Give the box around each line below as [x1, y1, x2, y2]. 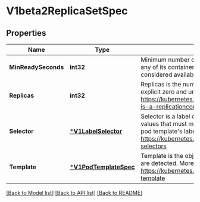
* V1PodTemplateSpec [69, 163, 135, 171]
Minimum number [140, 55, 190, 64]
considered [140, 70, 173, 79]
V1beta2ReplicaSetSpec [6, 4, 128, 18]
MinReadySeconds [9, 63, 64, 71]
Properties [6, 28, 46, 38]
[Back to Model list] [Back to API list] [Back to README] [6, 189, 143, 196]
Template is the [140, 152, 183, 160]
